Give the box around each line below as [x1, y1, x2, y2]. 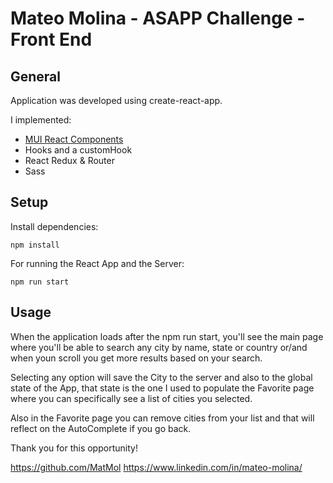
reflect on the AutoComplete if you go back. [10, 422, 192, 434]
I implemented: [10, 114, 72, 126]
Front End [10, 28, 93, 51]
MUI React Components [24, 133, 124, 145]
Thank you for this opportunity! [10, 442, 138, 454]
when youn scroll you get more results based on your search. [10, 352, 263, 364]
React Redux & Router [24, 155, 115, 166]
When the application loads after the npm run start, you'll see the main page [10, 330, 324, 342]
